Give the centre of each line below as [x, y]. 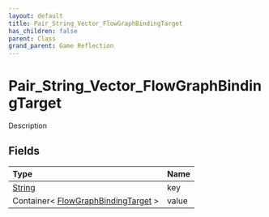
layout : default [36, 16]
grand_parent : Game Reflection [61, 46]
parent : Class [32, 38]
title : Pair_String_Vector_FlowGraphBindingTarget [96, 23]
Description [28, 126]
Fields [24, 151]
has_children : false [43, 31]
